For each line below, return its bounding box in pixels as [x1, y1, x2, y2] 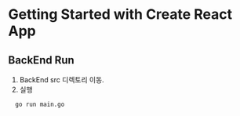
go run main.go [15, 100, 65, 108]
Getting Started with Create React [8, 5, 233, 24]
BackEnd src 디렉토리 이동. [19, 75, 104, 84]
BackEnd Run [8, 53, 75, 67]
